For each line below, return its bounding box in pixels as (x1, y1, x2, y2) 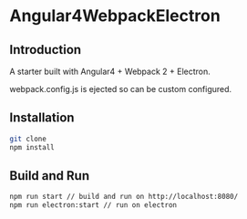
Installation (9, 110, 75, 126)
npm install (9, 142, 55, 151)
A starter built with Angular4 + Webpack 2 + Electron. (9, 66, 211, 77)
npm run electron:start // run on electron (9, 201, 178, 210)
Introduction (9, 42, 82, 57)
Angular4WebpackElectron (9, 5, 221, 26)
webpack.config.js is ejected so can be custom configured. (9, 84, 232, 94)
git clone (9, 134, 47, 143)
